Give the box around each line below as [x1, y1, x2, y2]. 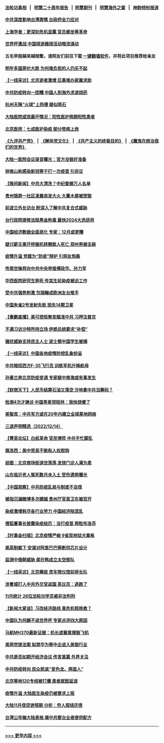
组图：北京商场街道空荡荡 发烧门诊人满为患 [5, 460, 92, 465]
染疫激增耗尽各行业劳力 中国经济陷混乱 [5, 508, 83, 514]
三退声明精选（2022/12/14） [5, 423, 63, 429]
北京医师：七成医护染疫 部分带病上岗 [5, 126, 79, 132]
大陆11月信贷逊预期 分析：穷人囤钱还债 [5, 702, 83, 708]
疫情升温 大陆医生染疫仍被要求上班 [5, 690, 75, 696]
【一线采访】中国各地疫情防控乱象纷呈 [5, 351, 82, 357]
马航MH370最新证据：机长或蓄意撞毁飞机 [5, 629, 89, 635]
